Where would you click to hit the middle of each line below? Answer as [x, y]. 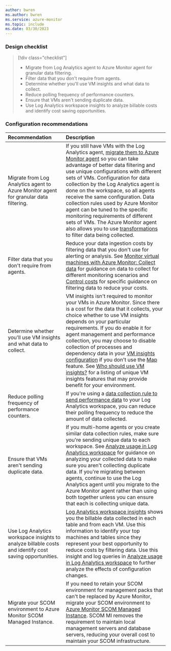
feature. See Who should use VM [105, 366]
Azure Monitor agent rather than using [111, 491]
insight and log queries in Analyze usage [114, 556]
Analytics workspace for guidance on [110, 452]
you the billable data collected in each [111, 518]
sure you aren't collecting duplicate [108, 465]
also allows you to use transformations [112, 229]
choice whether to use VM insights [107, 315]
